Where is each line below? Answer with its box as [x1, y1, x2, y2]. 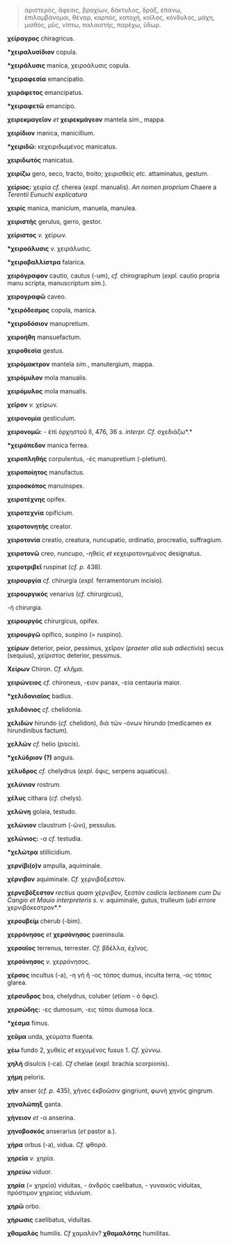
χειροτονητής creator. [7, 523, 73, 530]
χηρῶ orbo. [7, 1202, 41, 1210]
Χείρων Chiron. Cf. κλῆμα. [7, 665, 84, 673]
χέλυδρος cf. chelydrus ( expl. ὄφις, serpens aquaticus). [7, 767, 169, 775]
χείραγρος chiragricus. [7, 34, 75, 43]
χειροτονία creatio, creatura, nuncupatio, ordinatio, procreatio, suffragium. [7, 536, 223, 544]
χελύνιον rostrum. [7, 781, 61, 788]
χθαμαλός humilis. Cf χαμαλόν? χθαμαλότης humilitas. [7, 1229, 170, 1237]
